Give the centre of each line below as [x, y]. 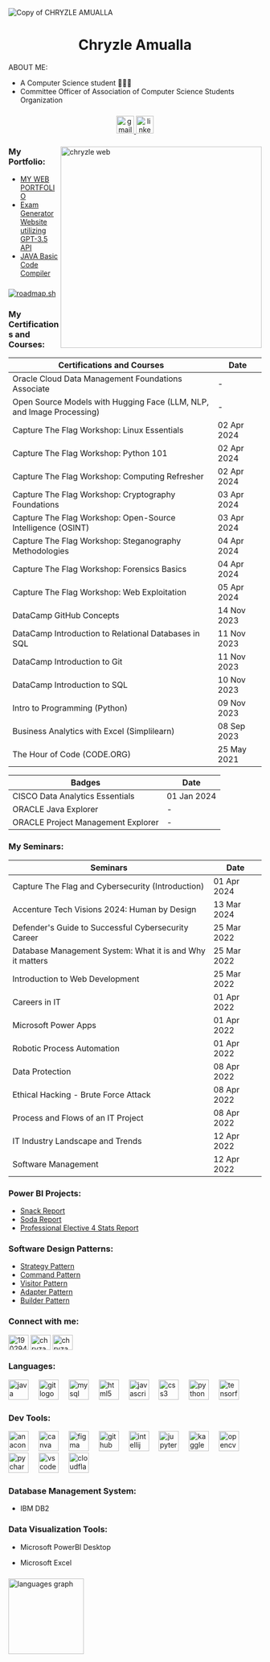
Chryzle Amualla [135, 45]
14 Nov [232, 611]
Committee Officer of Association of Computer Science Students [127, 91]
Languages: [32, 1366]
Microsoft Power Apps [54, 1025]
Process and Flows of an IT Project [78, 1117]
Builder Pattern [45, 1300]
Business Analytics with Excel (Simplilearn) [94, 732]
